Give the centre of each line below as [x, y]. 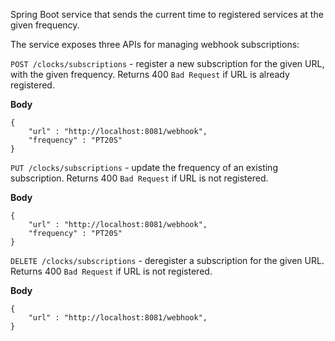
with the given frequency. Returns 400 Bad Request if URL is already [150, 74]
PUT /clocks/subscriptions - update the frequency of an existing [144, 167]
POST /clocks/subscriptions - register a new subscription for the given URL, [167, 63]
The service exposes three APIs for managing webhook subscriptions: [155, 44]
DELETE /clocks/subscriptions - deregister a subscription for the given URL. [167, 260]
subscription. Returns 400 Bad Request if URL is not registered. [139, 178]
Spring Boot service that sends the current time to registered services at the [167, 14]
